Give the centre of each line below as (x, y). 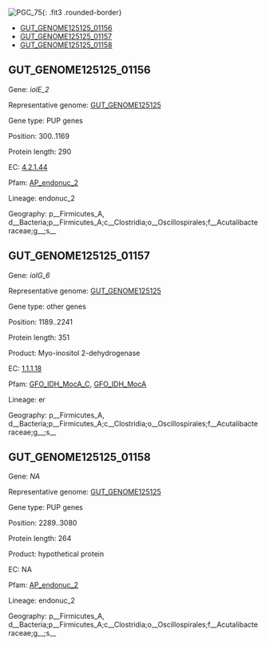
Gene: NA (24, 476)
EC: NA (20, 570)
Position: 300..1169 (39, 135)
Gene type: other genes (47, 306)
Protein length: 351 (39, 337)
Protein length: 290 (40, 151)
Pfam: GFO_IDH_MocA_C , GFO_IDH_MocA (77, 384)
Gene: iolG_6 (29, 275)
